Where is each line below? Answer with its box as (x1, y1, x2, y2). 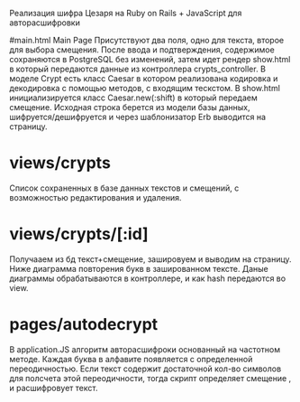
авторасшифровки (9, 17, 81, 28)
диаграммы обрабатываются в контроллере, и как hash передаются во (9, 273, 286, 284)
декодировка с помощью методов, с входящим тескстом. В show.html (9, 83, 281, 93)
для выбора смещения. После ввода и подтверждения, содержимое (9, 44, 275, 55)
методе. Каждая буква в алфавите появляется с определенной (9, 353, 253, 364)
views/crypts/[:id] (9, 224, 149, 245)
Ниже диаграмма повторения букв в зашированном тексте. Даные (9, 263, 268, 274)
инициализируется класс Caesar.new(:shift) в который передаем (9, 92, 259, 103)
